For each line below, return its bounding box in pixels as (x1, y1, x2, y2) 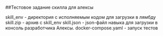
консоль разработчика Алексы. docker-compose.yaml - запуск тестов (5, 25, 158, 31)
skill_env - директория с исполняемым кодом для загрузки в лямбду (5, 14, 156, 20)
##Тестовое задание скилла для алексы (5, 5, 94, 10)
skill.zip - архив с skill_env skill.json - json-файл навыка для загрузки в (5, 20, 158, 25)
